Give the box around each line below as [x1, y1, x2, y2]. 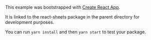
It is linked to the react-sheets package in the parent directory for [5, 14, 140, 19]
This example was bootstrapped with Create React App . [5, 4, 120, 10]
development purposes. [5, 19, 54, 25]
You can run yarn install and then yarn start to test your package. [5, 29, 146, 34]
